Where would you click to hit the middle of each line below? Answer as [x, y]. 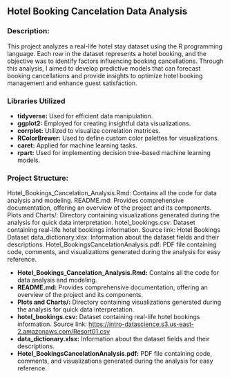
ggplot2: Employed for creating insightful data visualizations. [104, 123]
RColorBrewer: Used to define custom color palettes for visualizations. [118, 138]
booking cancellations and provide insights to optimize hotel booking [105, 75]
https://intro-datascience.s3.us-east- [142, 324]
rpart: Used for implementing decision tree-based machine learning [114, 152]
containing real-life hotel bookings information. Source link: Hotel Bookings [114, 230]
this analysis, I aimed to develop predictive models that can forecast [104, 68]
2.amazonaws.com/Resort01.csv [64, 332]
